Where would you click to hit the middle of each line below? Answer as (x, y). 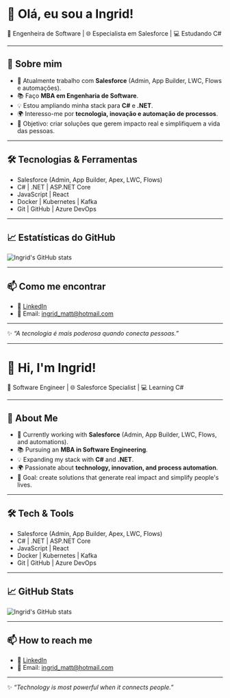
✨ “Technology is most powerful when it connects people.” (90, 687)
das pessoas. (36, 130)
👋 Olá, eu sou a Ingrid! (71, 14)
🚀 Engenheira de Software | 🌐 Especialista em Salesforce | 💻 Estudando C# (114, 33)
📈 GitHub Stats (40, 592)
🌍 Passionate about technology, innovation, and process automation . (117, 467)
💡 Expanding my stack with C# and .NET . (75, 459)
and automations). (42, 441)
